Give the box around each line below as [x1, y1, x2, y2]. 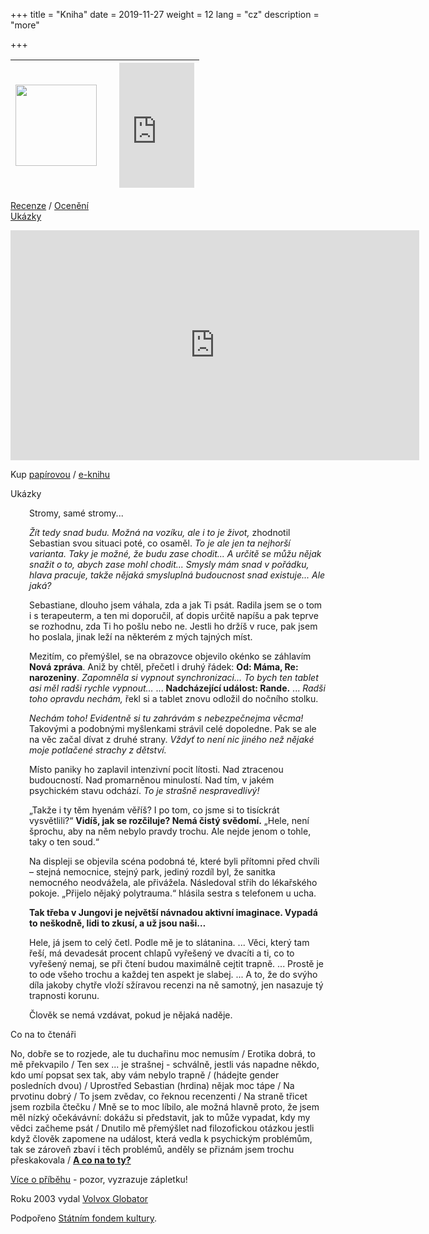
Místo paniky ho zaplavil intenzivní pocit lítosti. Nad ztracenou [29, 764, 284, 775]
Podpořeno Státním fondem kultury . [10, 1212, 158, 1224]
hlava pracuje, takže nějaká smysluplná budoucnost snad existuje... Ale [29, 569, 326, 581]
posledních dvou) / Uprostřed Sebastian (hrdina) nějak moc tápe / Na [10, 1080, 295, 1091]
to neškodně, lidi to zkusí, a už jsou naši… [29, 917, 207, 929]
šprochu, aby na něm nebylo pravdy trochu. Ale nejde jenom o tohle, [29, 825, 312, 837]
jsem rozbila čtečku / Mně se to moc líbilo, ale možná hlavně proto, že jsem [10, 1101, 320, 1113]
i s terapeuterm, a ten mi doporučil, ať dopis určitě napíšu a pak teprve [29, 610, 319, 621]
